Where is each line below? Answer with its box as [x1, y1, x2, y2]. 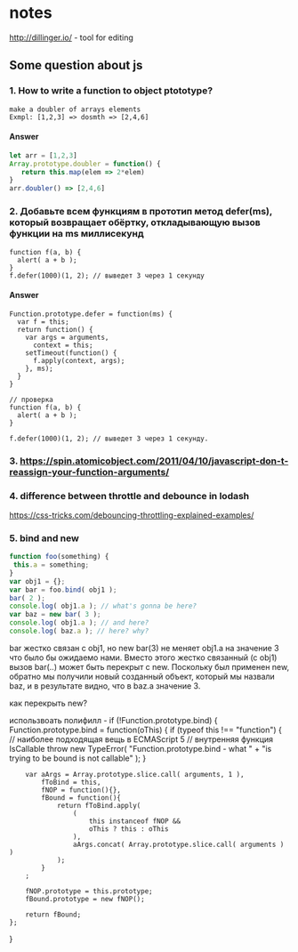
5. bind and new [9, 532, 80, 545]
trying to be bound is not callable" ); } [9, 753, 147, 763]
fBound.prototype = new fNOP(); [25, 894, 145, 903]
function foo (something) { [9, 553, 109, 561]
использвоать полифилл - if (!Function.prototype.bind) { [9, 714, 218, 725]
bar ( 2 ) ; [9, 593, 46, 602]
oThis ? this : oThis [88, 824, 169, 834]
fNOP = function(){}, [41, 786, 122, 795]
